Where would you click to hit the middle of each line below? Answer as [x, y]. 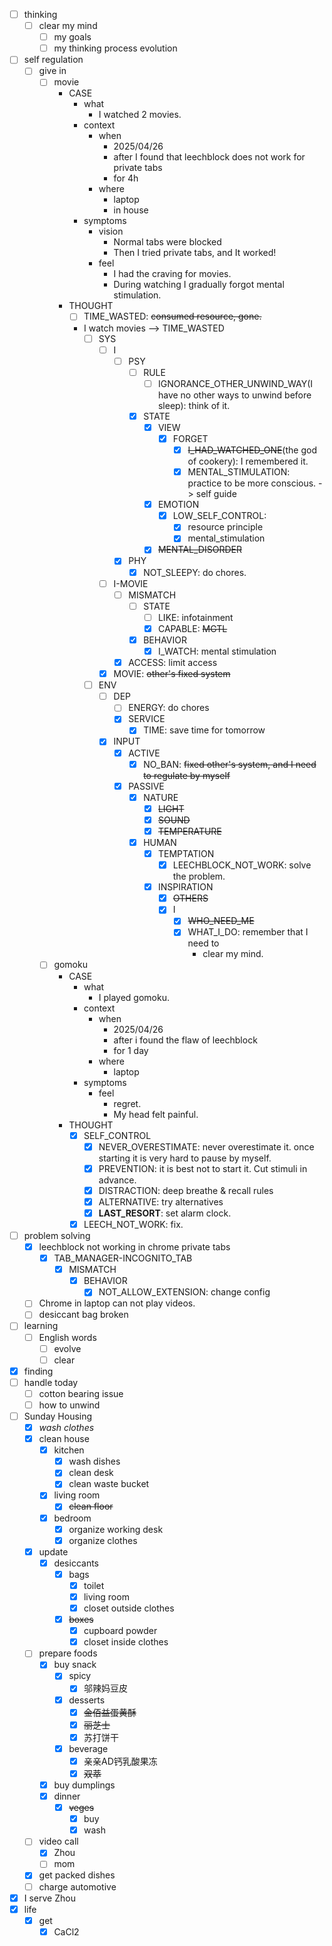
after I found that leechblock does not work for [209, 157]
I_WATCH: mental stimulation [217, 651]
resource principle [225, 527]
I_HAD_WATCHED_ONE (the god [252, 450]
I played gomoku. [134, 997]
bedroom [72, 1518]
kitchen [69, 1450]
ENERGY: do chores [169, 708]
